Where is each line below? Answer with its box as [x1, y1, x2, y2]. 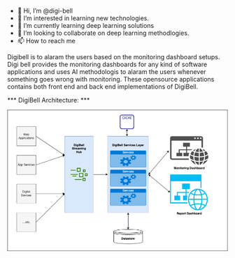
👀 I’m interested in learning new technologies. [17, 14, 149, 22]
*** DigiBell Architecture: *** [7, 96, 90, 104]
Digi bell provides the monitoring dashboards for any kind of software [7, 60, 208, 68]
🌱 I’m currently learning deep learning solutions [17, 22, 155, 29]
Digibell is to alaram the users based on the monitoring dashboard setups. [7, 53, 220, 61]
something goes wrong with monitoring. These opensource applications [7, 75, 215, 83]
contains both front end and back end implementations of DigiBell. [7, 82, 199, 91]
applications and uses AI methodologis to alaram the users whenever [7, 68, 206, 76]
